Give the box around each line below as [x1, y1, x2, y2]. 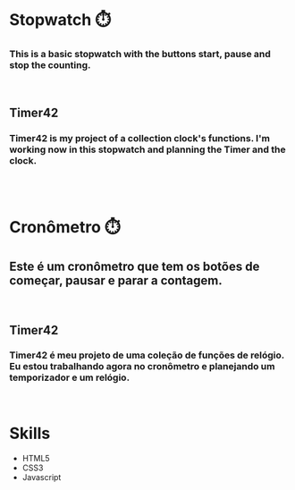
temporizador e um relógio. [9, 371, 131, 384]
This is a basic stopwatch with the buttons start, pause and [9, 48, 271, 61]
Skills [9, 424, 51, 444]
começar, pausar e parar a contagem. [9, 273, 223, 288]
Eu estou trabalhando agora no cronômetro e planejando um [9, 360, 275, 373]
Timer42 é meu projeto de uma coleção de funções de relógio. [9, 349, 284, 361]
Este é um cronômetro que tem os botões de [9, 258, 260, 274]
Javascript [21, 471, 62, 482]
